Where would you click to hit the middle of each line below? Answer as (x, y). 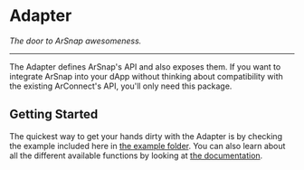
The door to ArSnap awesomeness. (76, 41)
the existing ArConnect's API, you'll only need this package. (121, 86)
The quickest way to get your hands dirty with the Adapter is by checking (146, 136)
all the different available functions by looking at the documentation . (136, 156)
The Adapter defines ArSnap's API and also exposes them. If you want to (145, 66)
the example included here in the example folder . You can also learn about (147, 146)
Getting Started (54, 114)
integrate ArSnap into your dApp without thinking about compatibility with (146, 76)
